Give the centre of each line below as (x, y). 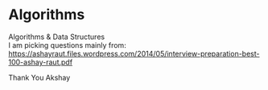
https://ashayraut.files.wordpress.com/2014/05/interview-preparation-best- (134, 53)
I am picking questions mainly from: (67, 45)
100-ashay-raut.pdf (41, 62)
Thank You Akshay (39, 77)
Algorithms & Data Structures (57, 37)
